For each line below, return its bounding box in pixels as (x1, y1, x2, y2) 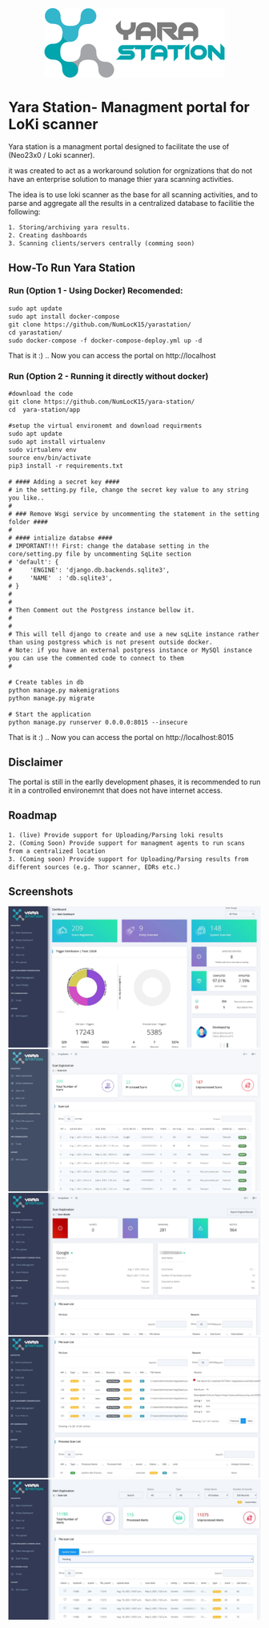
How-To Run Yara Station (8, 261, 136, 275)
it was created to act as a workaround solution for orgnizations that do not (8, 165, 253, 176)
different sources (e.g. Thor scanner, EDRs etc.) (8, 862, 181, 871)
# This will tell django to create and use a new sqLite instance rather (8, 630, 260, 638)
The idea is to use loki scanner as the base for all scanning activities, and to (8, 189, 259, 200)
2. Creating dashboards (8, 231, 88, 240)
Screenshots (8, 884, 74, 898)
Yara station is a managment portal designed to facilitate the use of (8, 141, 230, 151)
